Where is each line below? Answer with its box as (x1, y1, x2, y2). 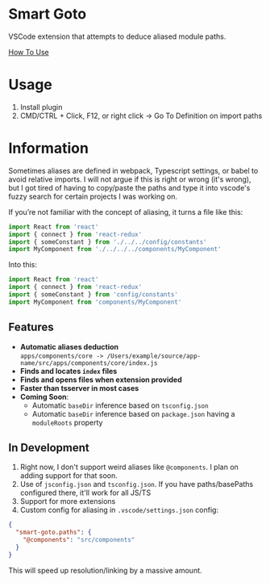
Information (8, 139, 89, 157)
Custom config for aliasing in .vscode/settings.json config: (19, 505, 219, 515)
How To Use (8, 47, 50, 57)
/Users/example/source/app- (106, 352, 201, 360)
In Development (8, 441, 90, 455)
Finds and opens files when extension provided (19, 375, 183, 384)
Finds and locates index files (19, 366, 118, 375)
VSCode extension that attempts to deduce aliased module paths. (8, 31, 226, 41)
